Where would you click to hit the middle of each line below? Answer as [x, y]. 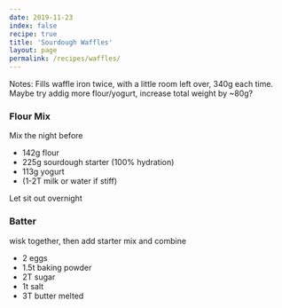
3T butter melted [53, 296]
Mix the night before [46, 136]
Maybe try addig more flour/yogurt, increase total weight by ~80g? [131, 93]
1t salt [33, 286]
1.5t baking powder [57, 267]
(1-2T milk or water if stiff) [70, 181]
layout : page [33, 51]
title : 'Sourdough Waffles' [61, 42]
